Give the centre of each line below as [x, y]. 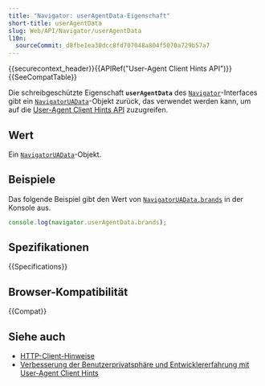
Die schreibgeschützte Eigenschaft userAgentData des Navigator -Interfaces [133, 92]
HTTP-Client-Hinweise [57, 356]
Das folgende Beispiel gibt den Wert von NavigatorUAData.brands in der [126, 199]
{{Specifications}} [38, 267]
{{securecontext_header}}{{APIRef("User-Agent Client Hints [108, 68]
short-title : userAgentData [55, 23]
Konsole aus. [30, 207]
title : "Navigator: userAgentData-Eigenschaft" [90, 16]
